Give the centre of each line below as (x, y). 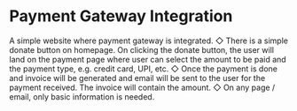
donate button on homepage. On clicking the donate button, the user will (142, 49)
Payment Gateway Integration (121, 16)
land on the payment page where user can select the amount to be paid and (148, 59)
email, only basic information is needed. (82, 96)
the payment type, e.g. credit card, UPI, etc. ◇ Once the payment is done (143, 69)
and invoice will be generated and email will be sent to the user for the (137, 78)
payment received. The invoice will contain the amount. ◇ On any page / (142, 87)
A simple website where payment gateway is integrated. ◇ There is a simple (148, 41)
